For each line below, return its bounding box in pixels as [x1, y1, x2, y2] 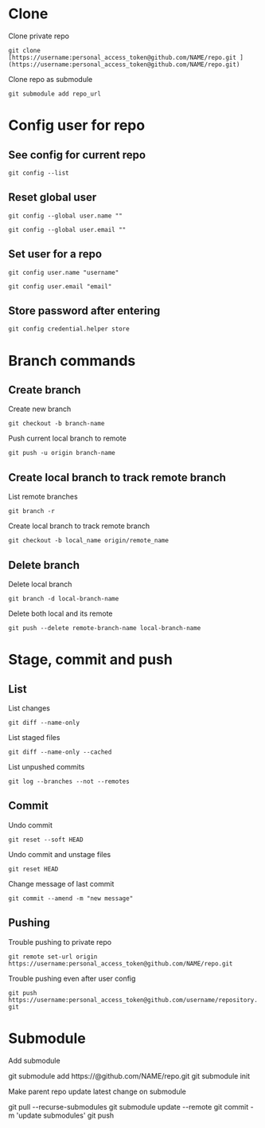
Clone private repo [8, 31, 70, 41]
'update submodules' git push [16, 1110, 115, 1120]
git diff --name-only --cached [8, 748, 112, 756]
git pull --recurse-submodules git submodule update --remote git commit [8, 1102, 249, 1111]
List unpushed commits [8, 762, 85, 771]
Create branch [8, 383, 81, 397]
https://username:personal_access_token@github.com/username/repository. [8, 996, 259, 1004]
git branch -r [8, 507, 56, 515]
